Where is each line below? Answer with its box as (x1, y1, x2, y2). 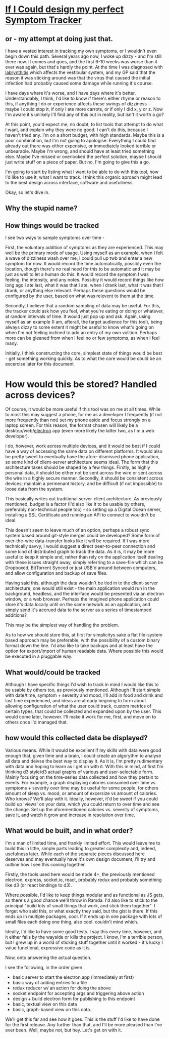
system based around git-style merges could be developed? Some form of (5, 533, 160, 539)
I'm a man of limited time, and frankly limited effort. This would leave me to (5, 840, 160, 846)
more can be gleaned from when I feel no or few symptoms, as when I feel (5, 335, 160, 341)
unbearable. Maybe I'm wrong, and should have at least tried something (5, 148, 155, 154)
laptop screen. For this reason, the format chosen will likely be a (5, 422, 138, 428)
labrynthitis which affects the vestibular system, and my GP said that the (5, 69, 155, 75)
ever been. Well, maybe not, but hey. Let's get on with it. (5, 1027, 123, 1033)
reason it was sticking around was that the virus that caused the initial (5, 75, 150, 81)
